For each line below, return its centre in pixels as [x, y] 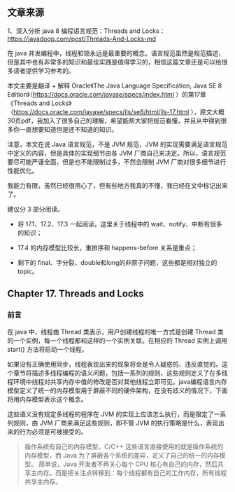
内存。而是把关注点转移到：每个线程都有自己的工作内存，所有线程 [132, 472]
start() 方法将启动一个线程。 [48, 349]
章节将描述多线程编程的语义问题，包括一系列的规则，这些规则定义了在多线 [120, 373]
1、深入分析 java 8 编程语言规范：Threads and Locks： [86, 31]
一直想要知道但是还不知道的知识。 [68, 129]
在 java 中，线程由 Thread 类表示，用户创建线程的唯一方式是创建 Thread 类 [115, 332]
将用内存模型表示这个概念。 [47, 399]
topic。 [28, 271]
